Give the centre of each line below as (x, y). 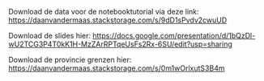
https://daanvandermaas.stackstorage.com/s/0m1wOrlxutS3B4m (117, 68)
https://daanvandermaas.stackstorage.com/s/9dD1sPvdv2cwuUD (118, 20)
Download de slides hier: (50, 36)
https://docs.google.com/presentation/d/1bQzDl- (174, 36)
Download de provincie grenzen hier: (70, 60)
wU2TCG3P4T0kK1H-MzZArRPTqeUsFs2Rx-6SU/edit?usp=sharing (120, 44)
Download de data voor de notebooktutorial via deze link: (104, 12)
